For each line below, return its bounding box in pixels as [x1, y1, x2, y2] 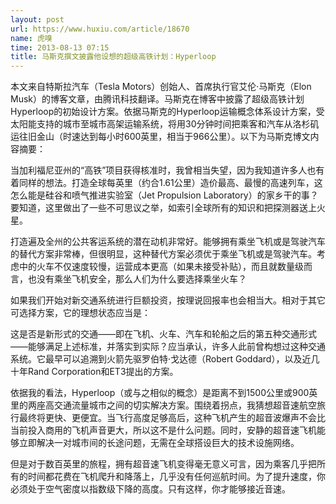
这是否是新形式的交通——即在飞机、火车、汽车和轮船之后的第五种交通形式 [10, 328, 317, 340]
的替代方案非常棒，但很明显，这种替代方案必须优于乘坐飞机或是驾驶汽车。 [10, 248, 317, 260]
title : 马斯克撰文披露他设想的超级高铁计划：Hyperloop [10, 52, 217, 62]
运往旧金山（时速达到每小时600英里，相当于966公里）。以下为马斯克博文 [10, 131, 311, 143]
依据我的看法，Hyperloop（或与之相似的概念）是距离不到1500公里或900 [10, 387, 310, 399]
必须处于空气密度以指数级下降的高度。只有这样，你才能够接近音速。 [10, 483, 291, 495]
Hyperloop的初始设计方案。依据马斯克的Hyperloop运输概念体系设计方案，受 [10, 106, 325, 118]
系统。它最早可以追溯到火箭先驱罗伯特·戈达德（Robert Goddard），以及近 [10, 353, 312, 365]
